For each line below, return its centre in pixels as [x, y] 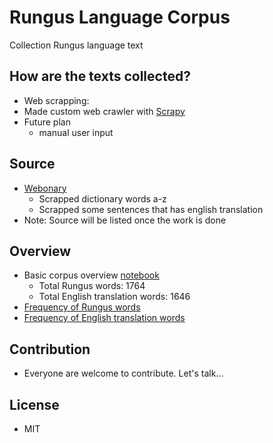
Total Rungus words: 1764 [92, 286]
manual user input [76, 132]
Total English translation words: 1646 [114, 297]
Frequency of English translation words [104, 318]
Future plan [47, 122]
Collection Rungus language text [76, 45]
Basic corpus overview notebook [91, 275]
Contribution [50, 349]
